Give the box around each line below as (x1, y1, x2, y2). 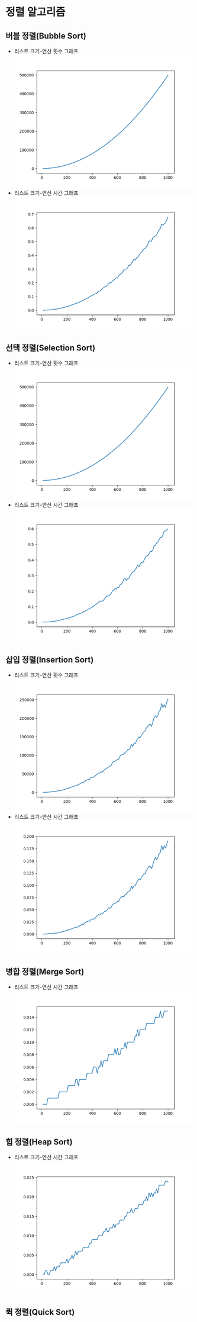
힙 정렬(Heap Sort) (5, 1137, 73, 1147)
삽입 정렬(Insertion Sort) (5, 655, 94, 665)
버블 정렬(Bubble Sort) (5, 31, 86, 41)
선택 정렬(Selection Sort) (5, 343, 96, 353)
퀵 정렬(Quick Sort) (5, 1307, 75, 1317)
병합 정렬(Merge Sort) (5, 966, 85, 977)
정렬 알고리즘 (5, 5, 66, 19)
